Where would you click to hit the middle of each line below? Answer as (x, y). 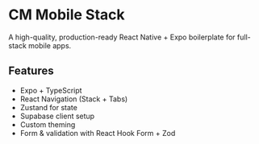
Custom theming (48, 124)
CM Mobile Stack (67, 15)
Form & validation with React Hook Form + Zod (98, 133)
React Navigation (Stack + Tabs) (74, 99)
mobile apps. (50, 45)
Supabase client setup (57, 116)
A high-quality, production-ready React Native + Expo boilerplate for (122, 37)
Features (31, 71)
